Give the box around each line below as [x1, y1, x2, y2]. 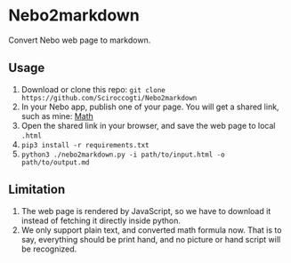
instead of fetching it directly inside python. [20, 215, 182, 226]
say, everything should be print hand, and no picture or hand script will [20, 234, 281, 244]
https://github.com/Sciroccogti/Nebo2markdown [20, 93, 198, 102]
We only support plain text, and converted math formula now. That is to [20, 224, 282, 235]
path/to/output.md [20, 157, 90, 167]
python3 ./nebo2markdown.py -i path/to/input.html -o [20, 150, 225, 159]
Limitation [8, 182, 66, 197]
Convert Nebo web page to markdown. [8, 35, 151, 45]
